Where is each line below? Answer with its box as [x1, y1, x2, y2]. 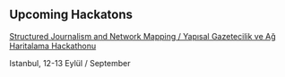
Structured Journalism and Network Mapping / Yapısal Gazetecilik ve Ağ [9, 30, 276, 41]
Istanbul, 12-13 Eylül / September [9, 57, 132, 68]
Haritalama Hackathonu [9, 40, 97, 51]
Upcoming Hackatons [9, 7, 133, 22]
